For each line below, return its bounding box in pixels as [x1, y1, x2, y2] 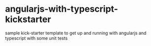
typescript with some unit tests [5, 35, 68, 41]
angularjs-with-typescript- [5, 3, 118, 15]
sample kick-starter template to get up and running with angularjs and [5, 30, 147, 36]
